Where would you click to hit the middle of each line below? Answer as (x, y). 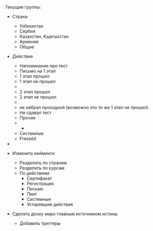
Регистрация (40, 184)
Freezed (28, 139)
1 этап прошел (34, 76)
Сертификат (39, 178)
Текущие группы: (23, 7)
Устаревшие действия (50, 204)
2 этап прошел (35, 92)
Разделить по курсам (42, 168)
